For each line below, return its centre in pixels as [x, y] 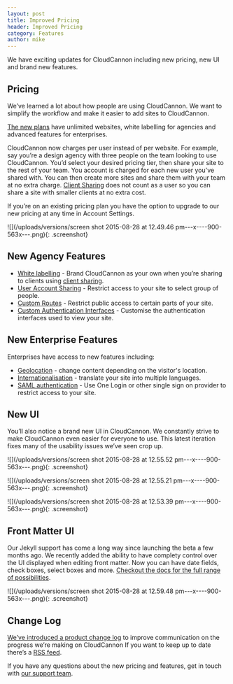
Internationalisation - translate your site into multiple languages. [109, 378]
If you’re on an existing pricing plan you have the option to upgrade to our [113, 206]
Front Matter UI [41, 531]
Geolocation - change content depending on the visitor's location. [112, 370]
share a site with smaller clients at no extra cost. [77, 192]
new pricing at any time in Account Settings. [71, 213]
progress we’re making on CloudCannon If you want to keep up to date [109, 645]
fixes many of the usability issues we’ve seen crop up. [85, 446]
